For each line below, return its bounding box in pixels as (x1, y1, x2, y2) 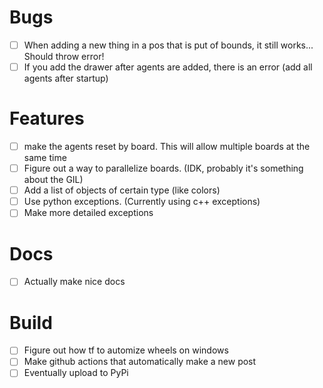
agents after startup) (23, 72, 109, 85)
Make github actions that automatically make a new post (23, 356, 257, 368)
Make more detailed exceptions (23, 207, 154, 219)
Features (9, 107, 85, 130)
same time (23, 152, 67, 164)
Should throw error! (23, 51, 105, 62)
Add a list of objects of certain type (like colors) (23, 184, 221, 196)
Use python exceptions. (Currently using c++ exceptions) (23, 196, 261, 208)
